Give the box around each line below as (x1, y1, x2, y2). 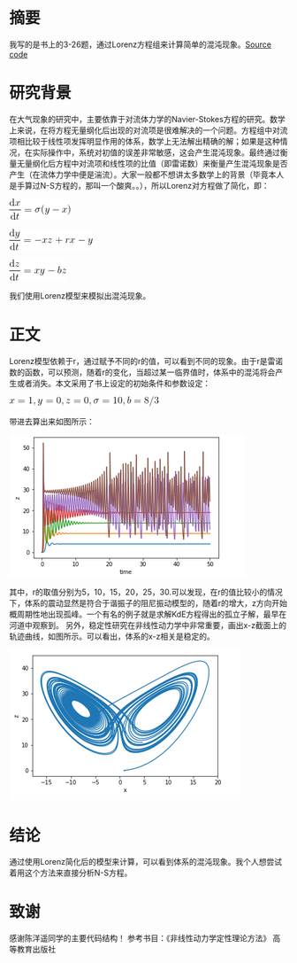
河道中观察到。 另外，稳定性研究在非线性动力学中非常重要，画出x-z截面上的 (9, 619, 287, 630)
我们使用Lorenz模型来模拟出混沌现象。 (9, 290, 151, 301)
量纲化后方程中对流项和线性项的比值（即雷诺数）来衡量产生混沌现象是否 (24, 158, 288, 168)
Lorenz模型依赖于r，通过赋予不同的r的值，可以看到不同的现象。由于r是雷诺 (9, 355, 284, 366)
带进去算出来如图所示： (9, 415, 95, 426)
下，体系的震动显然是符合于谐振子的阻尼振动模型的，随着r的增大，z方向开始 (9, 597, 287, 608)
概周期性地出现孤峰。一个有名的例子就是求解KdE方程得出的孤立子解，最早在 (9, 609, 287, 619)
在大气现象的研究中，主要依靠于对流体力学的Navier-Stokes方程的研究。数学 (9, 113, 286, 124)
